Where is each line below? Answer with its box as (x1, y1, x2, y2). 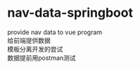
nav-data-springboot (7, 5, 134, 21)
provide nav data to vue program (7, 28, 103, 36)
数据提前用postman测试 (7, 54, 76, 62)
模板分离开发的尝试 (7, 45, 63, 53)
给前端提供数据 (7, 36, 51, 45)
